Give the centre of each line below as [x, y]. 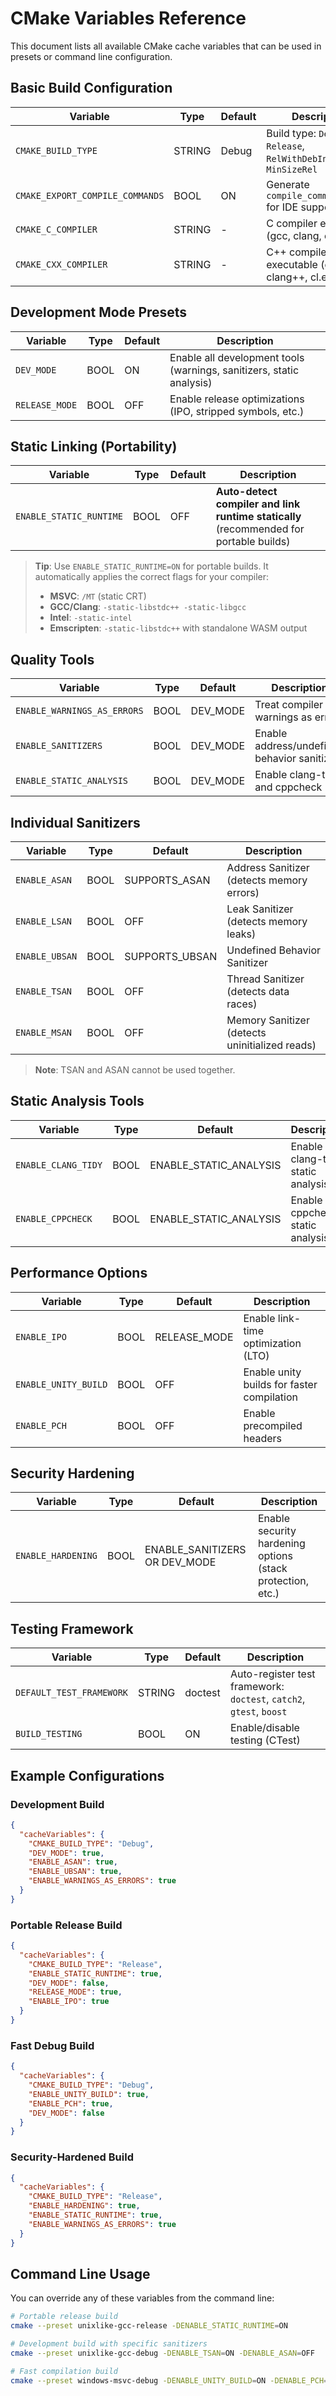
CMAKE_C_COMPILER [56, 229]
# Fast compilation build [64, 2371]
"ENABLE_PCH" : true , [71, 2103]
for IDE [282, 207]
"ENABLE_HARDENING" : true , [84, 2206]
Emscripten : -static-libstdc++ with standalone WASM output [178, 628]
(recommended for [260, 529]
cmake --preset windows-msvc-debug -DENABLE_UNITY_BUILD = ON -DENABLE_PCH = [169, 2380]
